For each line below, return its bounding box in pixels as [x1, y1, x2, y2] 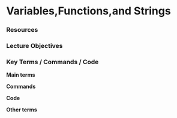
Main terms [6, 71, 35, 78]
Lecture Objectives [6, 42, 63, 50]
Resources [6, 26, 38, 34]
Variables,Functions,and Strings [6, 4, 171, 18]
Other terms [6, 106, 37, 113]
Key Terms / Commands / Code [6, 58, 99, 66]
